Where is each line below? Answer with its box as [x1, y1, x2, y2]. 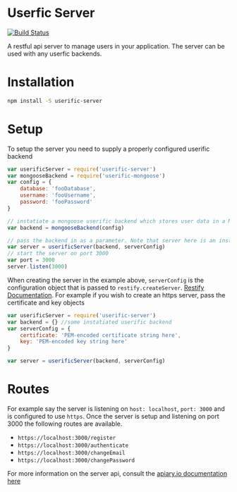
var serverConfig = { [7, 325, 71, 332]
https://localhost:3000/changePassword [17, 457, 135, 464]
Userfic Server [7, 5, 95, 21]
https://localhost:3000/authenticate [17, 442, 129, 449]
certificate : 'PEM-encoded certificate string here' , [20, 331, 181, 339]
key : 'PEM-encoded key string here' [20, 338, 128, 345]
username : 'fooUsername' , [20, 192, 97, 199]
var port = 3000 [7, 257, 55, 264]
